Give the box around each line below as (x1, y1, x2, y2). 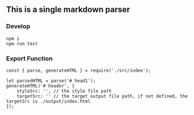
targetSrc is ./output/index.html (6, 98, 91, 104)
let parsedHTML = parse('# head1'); (6, 77, 96, 84)
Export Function (6, 54, 53, 62)
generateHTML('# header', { (6, 83, 75, 89)
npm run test (6, 40, 38, 46)
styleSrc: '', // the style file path (16, 88, 112, 94)
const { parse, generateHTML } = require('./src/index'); (6, 67, 151, 73)
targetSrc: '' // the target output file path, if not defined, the (16, 93, 188, 99)
